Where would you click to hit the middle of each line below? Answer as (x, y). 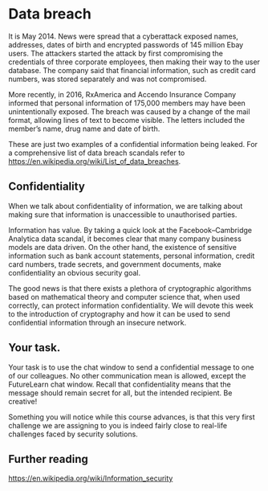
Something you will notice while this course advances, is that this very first (132, 417)
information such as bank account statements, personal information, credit (132, 256)
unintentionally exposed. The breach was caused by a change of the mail (129, 111)
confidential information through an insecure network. (97, 322)
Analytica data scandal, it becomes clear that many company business (125, 239)
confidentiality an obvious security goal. (75, 272)
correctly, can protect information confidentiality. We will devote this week (131, 305)
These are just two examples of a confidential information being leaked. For (133, 144)
